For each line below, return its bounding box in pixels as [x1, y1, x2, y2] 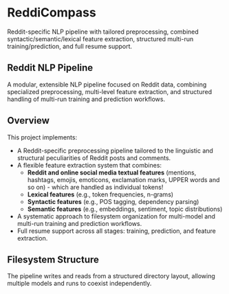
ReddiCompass [7, 5, 96, 21]
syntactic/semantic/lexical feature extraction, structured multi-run [7, 34, 194, 43]
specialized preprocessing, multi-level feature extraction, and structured [7, 87, 212, 95]
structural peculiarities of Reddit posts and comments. [17, 153, 171, 162]
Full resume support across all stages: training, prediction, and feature [17, 227, 217, 235]
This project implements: [7, 133, 78, 142]
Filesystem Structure [7, 253, 100, 265]
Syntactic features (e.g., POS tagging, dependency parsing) [27, 197, 199, 205]
